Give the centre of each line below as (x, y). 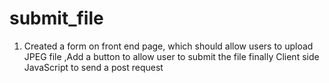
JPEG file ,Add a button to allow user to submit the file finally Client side (171, 56)
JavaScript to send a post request (93, 67)
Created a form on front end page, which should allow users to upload (168, 46)
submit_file (56, 18)
